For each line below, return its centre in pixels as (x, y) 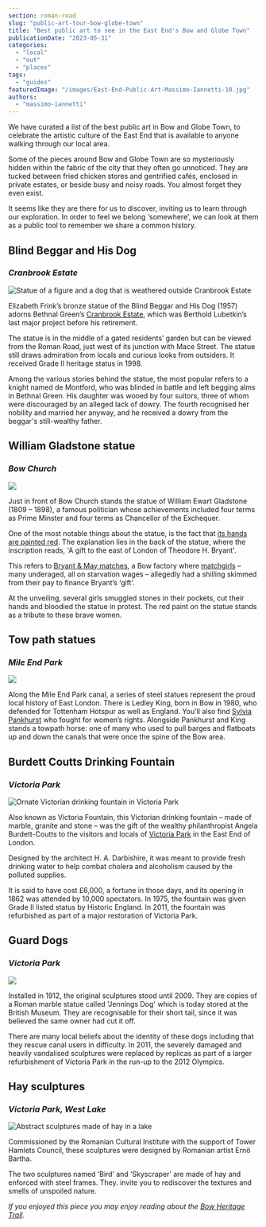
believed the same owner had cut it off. (72, 1021)
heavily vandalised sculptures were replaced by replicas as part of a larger (130, 1053)
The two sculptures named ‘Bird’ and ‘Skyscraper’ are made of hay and (125, 1175)
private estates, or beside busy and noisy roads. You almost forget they (125, 184)
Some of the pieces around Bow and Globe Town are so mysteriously (121, 159)
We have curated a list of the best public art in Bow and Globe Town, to (124, 127)
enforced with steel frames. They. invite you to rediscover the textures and (130, 1182)
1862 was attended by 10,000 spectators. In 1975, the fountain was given (127, 899)
